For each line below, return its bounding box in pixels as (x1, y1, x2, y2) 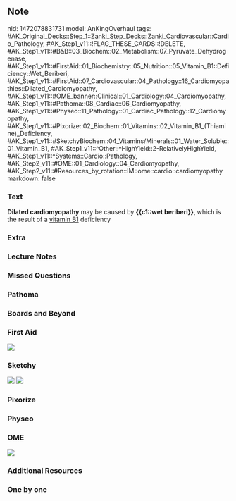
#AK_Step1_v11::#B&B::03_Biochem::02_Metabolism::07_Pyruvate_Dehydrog (7, 47, 227, 55)
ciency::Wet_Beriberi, (7, 69, 69, 78)
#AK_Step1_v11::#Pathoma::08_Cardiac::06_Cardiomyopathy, (7, 99, 182, 108)
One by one (7, 485, 48, 495)
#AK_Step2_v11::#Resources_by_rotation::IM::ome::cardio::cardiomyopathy (7, 166, 223, 175)
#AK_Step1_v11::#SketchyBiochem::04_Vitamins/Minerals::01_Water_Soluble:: (7, 137, 229, 145)
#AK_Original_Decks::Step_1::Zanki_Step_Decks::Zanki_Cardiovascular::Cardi (7, 32, 229, 40)
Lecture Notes (7, 252, 57, 261)
